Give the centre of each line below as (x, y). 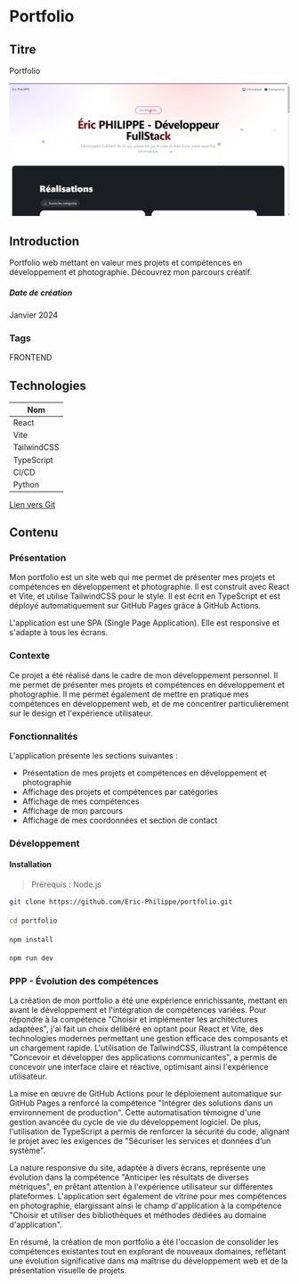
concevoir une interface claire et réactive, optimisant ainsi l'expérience (139, 1067)
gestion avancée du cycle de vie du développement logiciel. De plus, (135, 1122)
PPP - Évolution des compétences (84, 982)
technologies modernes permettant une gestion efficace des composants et (149, 1039)
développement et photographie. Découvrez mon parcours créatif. (131, 272)
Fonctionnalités (44, 736)
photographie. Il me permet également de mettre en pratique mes (129, 694)
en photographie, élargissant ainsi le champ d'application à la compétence (145, 1205)
